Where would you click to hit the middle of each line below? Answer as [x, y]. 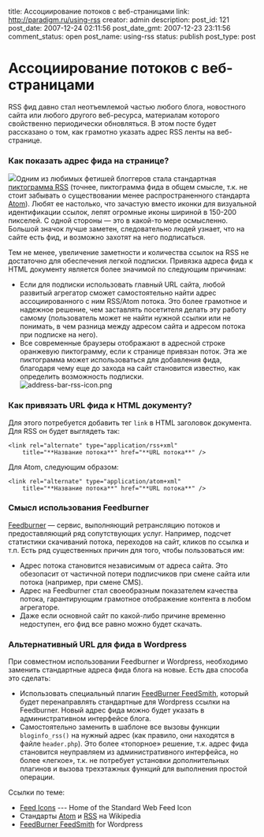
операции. [37, 777]
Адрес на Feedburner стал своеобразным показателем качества [129, 591]
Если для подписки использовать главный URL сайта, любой [122, 285]
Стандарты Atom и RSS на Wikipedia [80, 816]
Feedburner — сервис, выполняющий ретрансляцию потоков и [114, 525]
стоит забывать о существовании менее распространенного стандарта [129, 195]
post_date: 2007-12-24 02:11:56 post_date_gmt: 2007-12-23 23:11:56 [119, 28]
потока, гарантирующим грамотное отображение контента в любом [135, 598]
